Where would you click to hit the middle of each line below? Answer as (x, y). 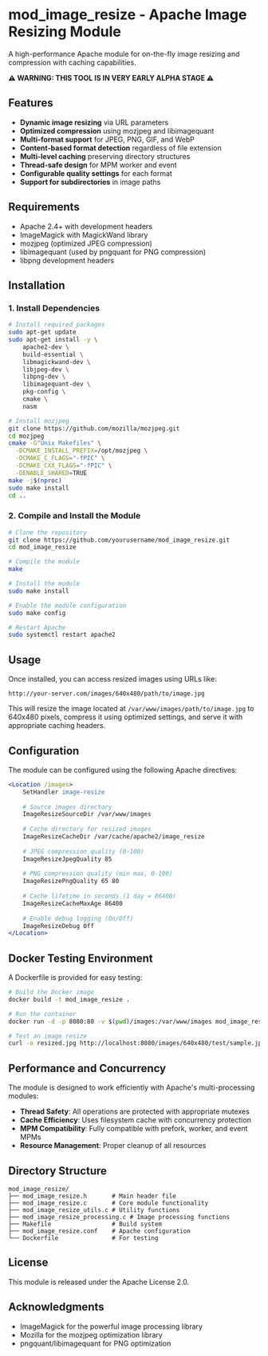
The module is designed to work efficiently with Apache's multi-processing (132, 1088)
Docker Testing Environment (81, 958)
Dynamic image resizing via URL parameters (94, 122)
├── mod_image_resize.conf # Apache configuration (100, 1231)
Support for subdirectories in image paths (90, 182)
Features (31, 103)
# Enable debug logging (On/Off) (78, 918)
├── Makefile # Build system (85, 1224)
